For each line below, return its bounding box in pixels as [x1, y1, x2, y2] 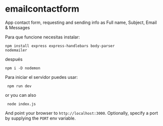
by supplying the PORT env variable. [5, 115, 76, 121]
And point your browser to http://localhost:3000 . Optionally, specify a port [5, 110, 158, 116]
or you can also [5, 92, 37, 98]
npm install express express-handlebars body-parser [5, 43, 115, 48]
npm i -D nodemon [5, 66, 41, 71]
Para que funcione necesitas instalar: [5, 34, 80, 40]
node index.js [7, 101, 36, 107]
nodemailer [5, 48, 27, 53]
